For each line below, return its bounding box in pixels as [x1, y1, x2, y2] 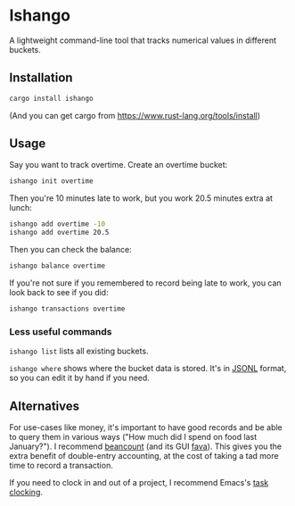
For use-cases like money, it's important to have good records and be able [9, 421, 283, 433]
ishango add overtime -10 [9, 220, 105, 228]
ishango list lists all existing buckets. [9, 345, 149, 357]
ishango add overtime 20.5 [9, 228, 110, 237]
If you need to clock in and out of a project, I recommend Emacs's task [9, 477, 269, 487]
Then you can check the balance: [9, 245, 132, 255]
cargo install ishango [9, 94, 94, 103]
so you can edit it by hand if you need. [9, 372, 150, 384]
